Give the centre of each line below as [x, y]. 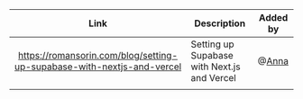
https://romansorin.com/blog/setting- [98, 55]
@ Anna [273, 61]
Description [220, 23]
